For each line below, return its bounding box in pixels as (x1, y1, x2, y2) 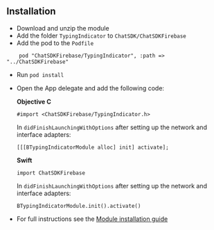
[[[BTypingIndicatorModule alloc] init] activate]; (16, 144, 169, 151)
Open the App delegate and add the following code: (16, 83, 164, 92)
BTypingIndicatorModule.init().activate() (16, 202, 141, 209)
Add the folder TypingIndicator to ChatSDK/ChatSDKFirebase (16, 31, 186, 40)
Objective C (16, 97, 51, 106)
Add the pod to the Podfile (16, 38, 94, 47)
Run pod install (16, 70, 64, 79)
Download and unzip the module (16, 24, 109, 32)
